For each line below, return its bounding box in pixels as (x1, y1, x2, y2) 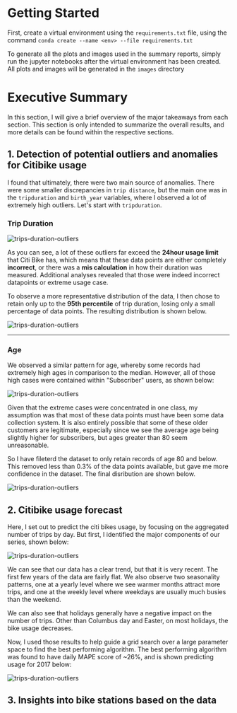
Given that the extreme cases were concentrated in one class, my (7, 403, 198, 412)
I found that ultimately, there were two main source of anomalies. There (7, 178, 215, 187)
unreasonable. (7, 441, 49, 450)
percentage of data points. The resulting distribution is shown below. (7, 306, 207, 315)
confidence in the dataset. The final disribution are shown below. (7, 470, 196, 478)
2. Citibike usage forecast (7, 504, 123, 516)
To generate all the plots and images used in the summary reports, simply (7, 50, 221, 58)
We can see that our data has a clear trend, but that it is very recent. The (7, 565, 219, 574)
